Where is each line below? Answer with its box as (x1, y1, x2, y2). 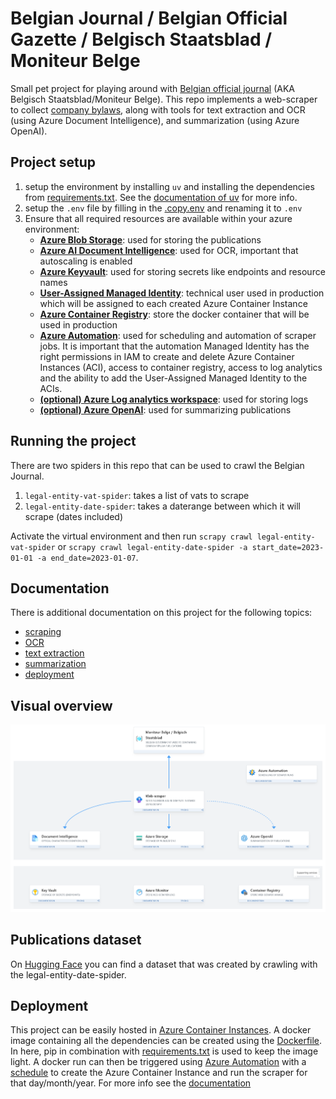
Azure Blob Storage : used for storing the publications (39, 233, 262, 246)
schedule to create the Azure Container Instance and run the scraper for (10, 1067, 308, 1079)
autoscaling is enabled (39, 255, 133, 267)
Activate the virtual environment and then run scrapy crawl (10, 530, 253, 542)
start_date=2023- (251, 542, 325, 552)
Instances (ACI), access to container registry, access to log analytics (39, 361, 323, 373)
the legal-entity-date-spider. (10, 968, 127, 981)
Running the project (10, 433, 137, 450)
